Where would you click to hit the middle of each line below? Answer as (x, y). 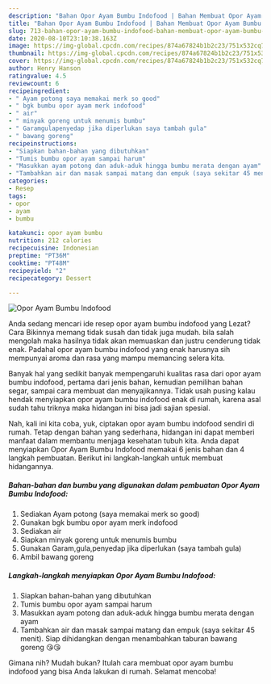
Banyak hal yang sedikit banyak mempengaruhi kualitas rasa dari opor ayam (135, 374)
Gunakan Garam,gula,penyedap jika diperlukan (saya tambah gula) (131, 548)
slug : (17, 31)
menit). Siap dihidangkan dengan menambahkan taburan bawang (129, 639)
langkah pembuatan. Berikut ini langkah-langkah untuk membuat (116, 458)
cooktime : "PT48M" (39, 263)
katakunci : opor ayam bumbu (56, 233)
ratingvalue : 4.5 (38, 76)
